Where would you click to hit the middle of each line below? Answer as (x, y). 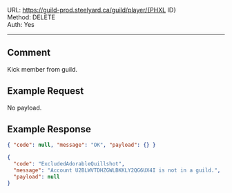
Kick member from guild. (42, 69)
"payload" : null (37, 176)
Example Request (46, 91)
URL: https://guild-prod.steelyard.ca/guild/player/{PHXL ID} (92, 10)
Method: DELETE (31, 17)
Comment (29, 53)
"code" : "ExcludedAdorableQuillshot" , (69, 164)
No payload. (25, 108)
